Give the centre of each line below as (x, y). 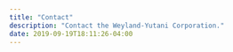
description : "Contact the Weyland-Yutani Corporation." (117, 26)
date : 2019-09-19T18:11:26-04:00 (71, 33)
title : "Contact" (41, 17)
